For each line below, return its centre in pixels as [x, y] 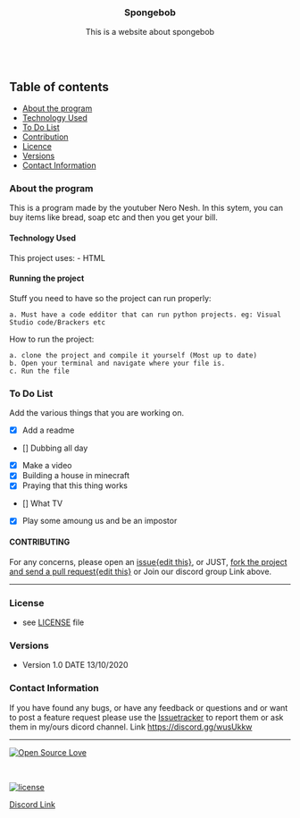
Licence [37, 147]
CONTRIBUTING [40, 542]
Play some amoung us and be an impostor [100, 521]
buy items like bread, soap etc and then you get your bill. [114, 217]
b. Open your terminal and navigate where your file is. [117, 363]
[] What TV [42, 503]
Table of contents [59, 87]
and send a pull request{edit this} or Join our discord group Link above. [141, 571]
